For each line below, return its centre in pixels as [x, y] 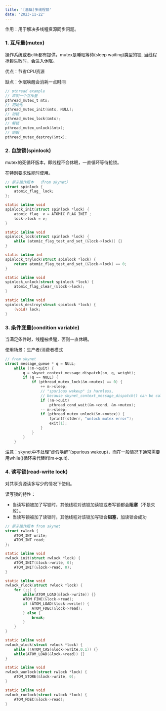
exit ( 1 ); [58, 423]
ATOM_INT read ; [30, 540]
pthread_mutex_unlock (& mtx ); [35, 128]
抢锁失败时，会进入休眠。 [31, 61]
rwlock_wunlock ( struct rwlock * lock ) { [46, 672]
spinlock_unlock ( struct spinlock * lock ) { [49, 282]
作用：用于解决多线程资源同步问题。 [42, 29]
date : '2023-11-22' [25, 14]
